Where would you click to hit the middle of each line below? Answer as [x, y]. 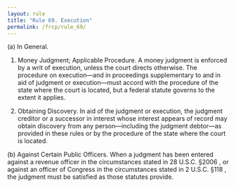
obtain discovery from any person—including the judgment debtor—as [119, 126]
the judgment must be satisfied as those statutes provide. [91, 177]
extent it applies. [41, 98]
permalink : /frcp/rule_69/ [47, 27]
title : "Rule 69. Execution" [50, 20]
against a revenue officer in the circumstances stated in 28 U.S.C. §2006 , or [118, 162]
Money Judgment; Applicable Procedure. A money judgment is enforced [122, 60]
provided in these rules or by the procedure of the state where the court [122, 133]
